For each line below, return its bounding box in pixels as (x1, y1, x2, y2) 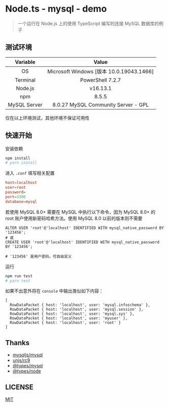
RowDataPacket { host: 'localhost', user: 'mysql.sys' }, (10, 311, 135, 317)
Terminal (15, 77, 36, 84)
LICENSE (5, 383, 34, 391)
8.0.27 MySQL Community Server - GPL (52, 101, 149, 108)
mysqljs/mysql (12, 352, 43, 358)
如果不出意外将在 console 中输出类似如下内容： (5, 288, 104, 294)
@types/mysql (12, 363, 43, 369)
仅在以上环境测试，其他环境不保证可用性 (5, 115, 90, 121)
